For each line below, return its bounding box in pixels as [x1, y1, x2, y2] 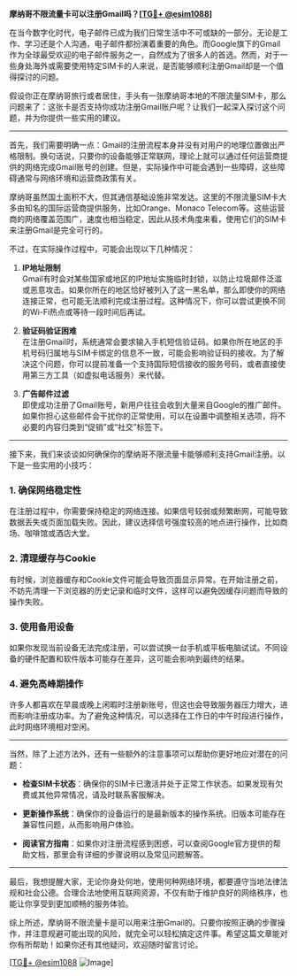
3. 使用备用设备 [9, 620, 75, 633]
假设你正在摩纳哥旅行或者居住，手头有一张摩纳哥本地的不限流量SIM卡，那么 [9, 90, 287, 101]
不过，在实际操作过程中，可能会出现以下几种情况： [9, 243, 195, 254]
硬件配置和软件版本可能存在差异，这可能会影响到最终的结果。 [24, 653, 249, 664]
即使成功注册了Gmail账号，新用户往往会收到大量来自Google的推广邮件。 [21, 400, 286, 410]
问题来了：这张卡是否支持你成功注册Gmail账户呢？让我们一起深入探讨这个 [9, 102, 278, 111]
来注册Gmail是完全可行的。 [9, 225, 108, 235]
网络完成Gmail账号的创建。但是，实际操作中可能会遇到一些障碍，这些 [24, 162, 278, 172]
